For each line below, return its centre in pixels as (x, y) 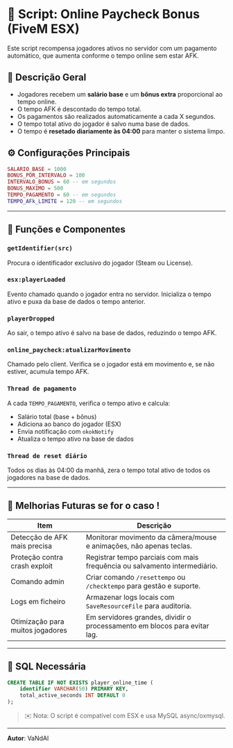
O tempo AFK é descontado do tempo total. (79, 109)
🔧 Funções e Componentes (67, 230)
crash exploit (32, 566)
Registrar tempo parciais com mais (142, 557)
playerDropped (31, 318)
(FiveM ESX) (43, 29)
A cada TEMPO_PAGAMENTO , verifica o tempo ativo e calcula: (89, 403)
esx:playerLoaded (36, 280)
